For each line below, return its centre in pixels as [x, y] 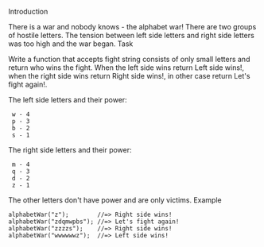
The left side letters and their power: [68, 100]
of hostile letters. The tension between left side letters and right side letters [131, 35]
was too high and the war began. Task [71, 44]
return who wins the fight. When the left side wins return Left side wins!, [126, 68]
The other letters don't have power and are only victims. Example [115, 200]
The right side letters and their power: [70, 150]
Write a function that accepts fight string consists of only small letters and [129, 59]
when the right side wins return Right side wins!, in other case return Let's [129, 76]
